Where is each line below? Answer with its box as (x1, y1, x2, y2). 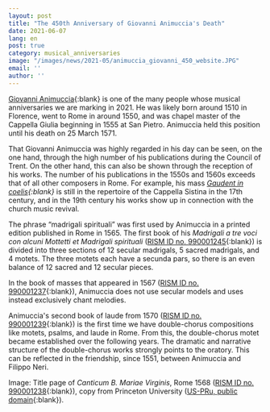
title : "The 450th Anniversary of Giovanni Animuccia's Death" (8, 19, 226, 27)
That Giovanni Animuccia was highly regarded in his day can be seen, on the (8, 144, 263, 153)
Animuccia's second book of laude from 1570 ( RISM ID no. (8, 310, 202, 320)
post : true (8, 42, 45, 50)
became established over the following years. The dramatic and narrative (8, 336, 251, 346)
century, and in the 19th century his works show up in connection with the (8, 195, 254, 205)
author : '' (8, 72, 45, 80)
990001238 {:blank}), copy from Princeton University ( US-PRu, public (8, 386, 238, 396)
